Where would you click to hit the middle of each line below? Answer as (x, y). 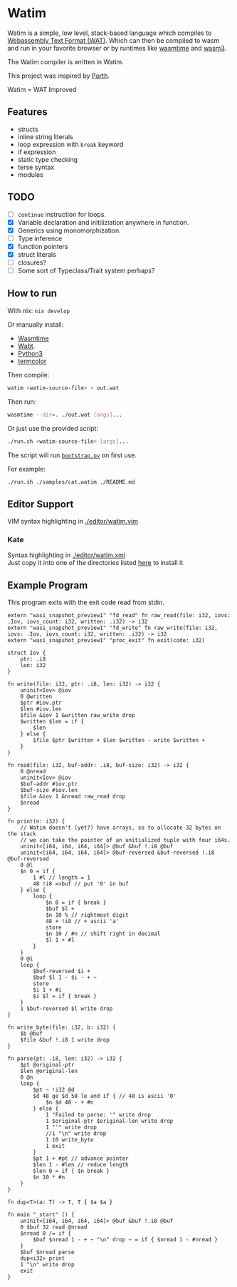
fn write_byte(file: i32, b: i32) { (62, 1028)
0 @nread (33, 772)
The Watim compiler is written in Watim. (66, 61)
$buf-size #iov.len (49, 790)
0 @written (36, 697)
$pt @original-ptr (47, 1065)
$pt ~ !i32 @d (54, 1090)
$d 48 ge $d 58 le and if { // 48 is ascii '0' (105, 1097)
